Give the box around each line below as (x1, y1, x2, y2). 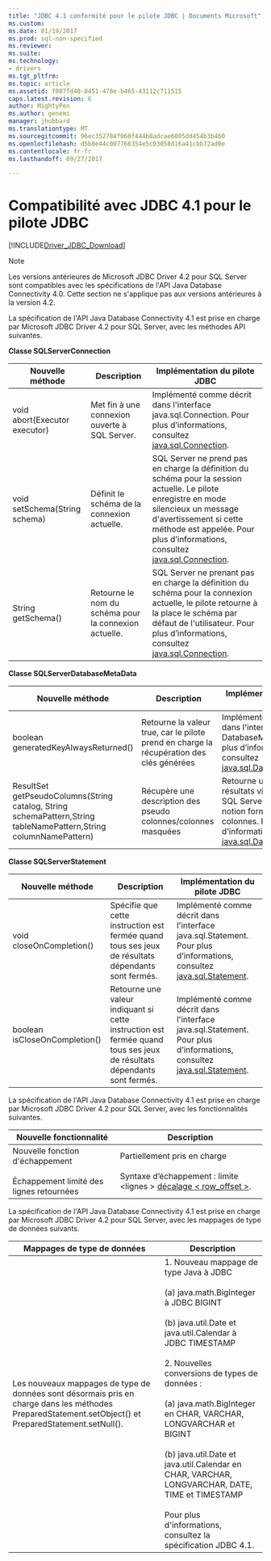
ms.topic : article (8, 79, 70, 87)
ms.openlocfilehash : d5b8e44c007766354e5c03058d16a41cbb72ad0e (8, 139, 226, 148)
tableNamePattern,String (12, 821, 106, 832)
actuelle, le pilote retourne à (152, 598, 258, 609)
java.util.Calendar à (164, 1327, 237, 1339)
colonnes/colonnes (140, 816, 215, 827)
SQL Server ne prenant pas (152, 567, 255, 578)
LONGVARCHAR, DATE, (164, 1479, 252, 1491)
